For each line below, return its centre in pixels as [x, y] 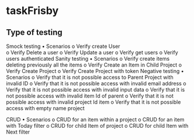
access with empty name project [45, 108]
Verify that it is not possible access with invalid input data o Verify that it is [96, 90]
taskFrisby [32, 11]
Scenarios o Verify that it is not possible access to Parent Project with [90, 77]
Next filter [18, 132]
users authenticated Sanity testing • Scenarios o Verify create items [88, 59]
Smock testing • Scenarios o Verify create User [63, 46]
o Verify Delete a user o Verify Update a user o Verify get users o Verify [92, 52]
